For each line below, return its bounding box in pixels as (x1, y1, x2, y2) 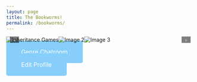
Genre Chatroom (21, 48, 68, 56)
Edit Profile (21, 60, 52, 69)
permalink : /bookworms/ (6, 20, 66, 26)
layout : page (6, 8, 39, 15)
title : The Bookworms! (6, 14, 63, 20)
